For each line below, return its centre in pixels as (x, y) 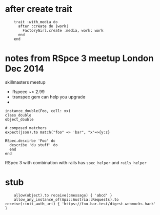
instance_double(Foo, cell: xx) (38, 111)
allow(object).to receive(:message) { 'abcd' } (63, 195)
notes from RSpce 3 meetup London (80, 58)
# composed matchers (26, 128)
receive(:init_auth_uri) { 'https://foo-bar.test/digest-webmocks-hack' (80, 204)
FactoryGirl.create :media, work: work (63, 30)
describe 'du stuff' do (33, 145)
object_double (20, 119)
